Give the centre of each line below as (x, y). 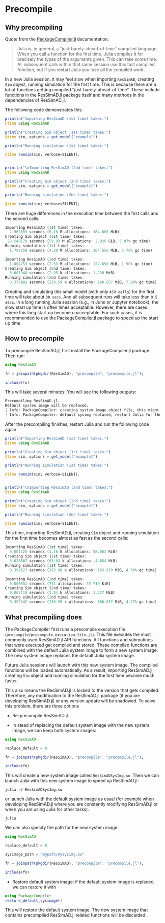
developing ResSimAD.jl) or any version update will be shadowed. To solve (80, 701)
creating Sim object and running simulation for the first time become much (80, 675)
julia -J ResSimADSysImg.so (34, 790)
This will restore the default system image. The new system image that (77, 910)
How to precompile (35, 339)
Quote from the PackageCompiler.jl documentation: (57, 39)
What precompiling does (43, 617)
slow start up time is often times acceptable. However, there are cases (76, 307)
